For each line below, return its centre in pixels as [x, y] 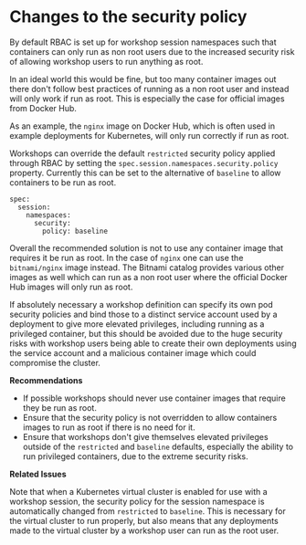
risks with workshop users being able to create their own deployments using [153, 343]
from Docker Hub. [43, 108]
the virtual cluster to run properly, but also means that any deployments [144, 520]
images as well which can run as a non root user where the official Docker [148, 277]
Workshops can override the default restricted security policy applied [142, 153]
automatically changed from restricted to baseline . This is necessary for [148, 511]
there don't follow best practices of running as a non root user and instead [149, 89]
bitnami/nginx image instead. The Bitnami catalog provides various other [147, 267]
